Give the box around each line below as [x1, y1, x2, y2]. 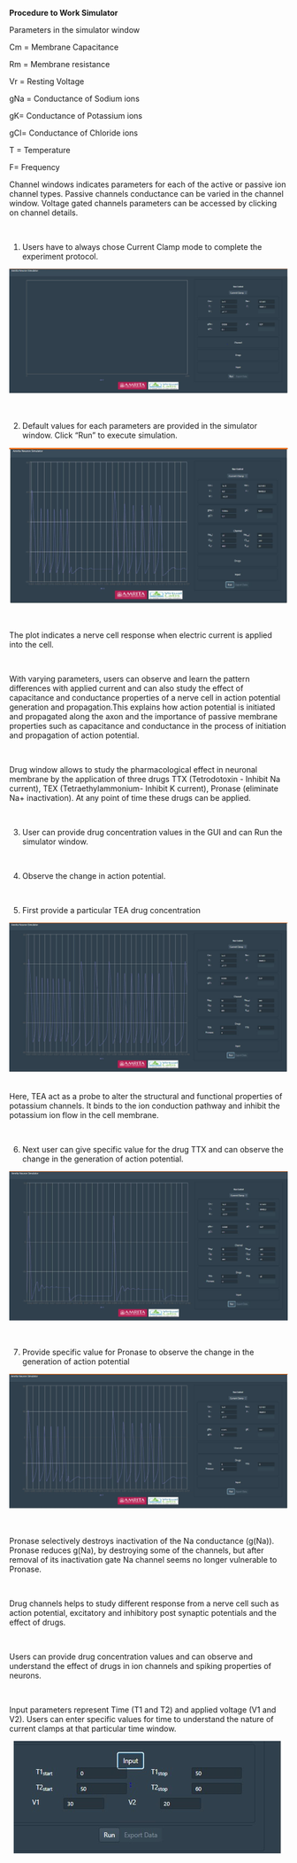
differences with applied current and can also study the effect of [9, 682, 244, 694]
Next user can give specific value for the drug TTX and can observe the [21, 1144, 285, 1154]
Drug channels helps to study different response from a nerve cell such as [9, 1598, 280, 1609]
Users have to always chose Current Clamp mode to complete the [21, 242, 263, 252]
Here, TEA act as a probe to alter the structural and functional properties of [9, 1091, 283, 1101]
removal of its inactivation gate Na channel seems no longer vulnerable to [9, 1555, 278, 1565]
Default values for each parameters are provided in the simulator [21, 420, 258, 431]
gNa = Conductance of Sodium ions [9, 93, 140, 104]
